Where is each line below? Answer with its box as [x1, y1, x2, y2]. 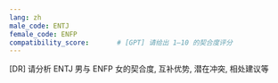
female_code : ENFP [9, 29, 78, 38]
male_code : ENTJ [9, 21, 69, 30]
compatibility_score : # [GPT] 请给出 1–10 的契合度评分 [9, 37, 233, 47]
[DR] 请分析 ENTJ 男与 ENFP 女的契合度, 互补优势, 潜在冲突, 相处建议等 [9, 63, 269, 74]
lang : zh [9, 12, 42, 22]
